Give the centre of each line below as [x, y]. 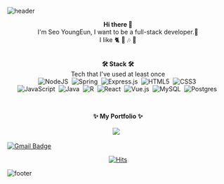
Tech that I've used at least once [118, 74]
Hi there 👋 [118, 24]
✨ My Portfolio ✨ [118, 116]
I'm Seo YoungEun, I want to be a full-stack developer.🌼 [118, 32]
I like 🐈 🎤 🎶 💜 [118, 40]
